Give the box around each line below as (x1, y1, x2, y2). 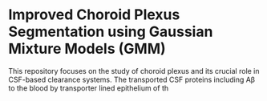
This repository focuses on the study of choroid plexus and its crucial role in (8, 66, 260, 75)
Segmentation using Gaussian (8, 22, 213, 41)
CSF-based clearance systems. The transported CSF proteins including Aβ (8, 75, 255, 84)
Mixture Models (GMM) (8, 40, 166, 58)
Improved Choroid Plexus (8, 6, 180, 24)
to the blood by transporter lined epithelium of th (8, 83, 169, 93)
